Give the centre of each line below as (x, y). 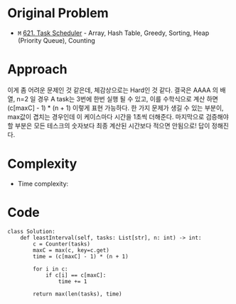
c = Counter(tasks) (62, 244)
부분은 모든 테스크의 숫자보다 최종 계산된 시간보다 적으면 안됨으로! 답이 (112, 126)
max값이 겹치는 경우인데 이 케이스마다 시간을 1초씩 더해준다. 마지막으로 (106, 116)
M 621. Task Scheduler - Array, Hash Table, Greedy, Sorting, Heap (113, 33)
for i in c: (51, 269)
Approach (37, 70)
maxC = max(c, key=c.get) (71, 250)
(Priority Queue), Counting (56, 40)
